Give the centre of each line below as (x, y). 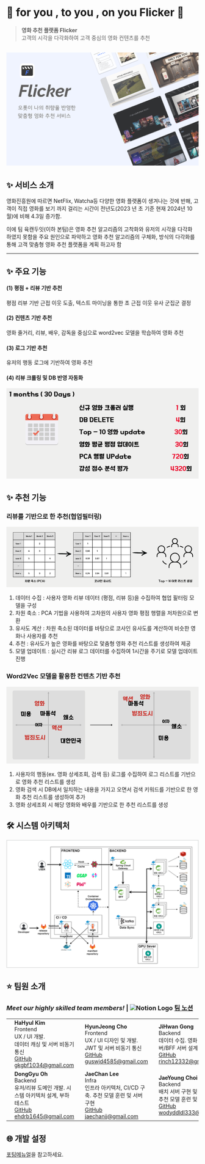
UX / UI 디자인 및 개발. (111, 1041)
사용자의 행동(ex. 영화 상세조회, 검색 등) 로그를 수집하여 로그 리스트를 (97, 774)
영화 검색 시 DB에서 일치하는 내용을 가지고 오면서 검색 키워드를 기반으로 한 (103, 789)
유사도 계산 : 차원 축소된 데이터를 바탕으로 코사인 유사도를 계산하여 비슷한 (102, 628)
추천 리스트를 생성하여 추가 (53, 797)
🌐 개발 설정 (27, 1139)
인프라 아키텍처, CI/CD (112, 1088)
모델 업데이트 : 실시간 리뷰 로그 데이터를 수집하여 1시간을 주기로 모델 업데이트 (106, 651)
